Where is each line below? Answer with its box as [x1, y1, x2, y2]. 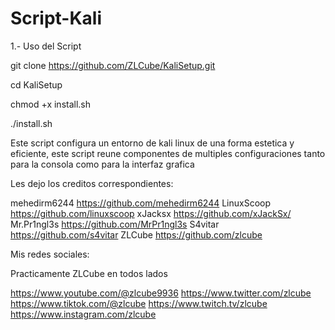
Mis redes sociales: [10, 248, 90, 260]
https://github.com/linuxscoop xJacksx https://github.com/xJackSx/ [10, 207, 292, 219]
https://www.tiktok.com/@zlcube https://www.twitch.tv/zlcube [10, 297, 268, 309]
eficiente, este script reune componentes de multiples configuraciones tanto [10, 147, 326, 159]
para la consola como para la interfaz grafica [10, 158, 195, 170]
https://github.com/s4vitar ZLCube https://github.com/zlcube [10, 228, 263, 241]
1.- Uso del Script [10, 40, 82, 52]
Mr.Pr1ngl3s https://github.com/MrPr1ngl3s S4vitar [10, 218, 220, 230]
